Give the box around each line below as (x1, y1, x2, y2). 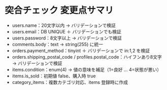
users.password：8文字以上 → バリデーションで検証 (12, 35, 122, 41)
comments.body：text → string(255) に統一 (12, 41, 104, 47)
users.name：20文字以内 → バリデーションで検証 (12, 22, 116, 28)
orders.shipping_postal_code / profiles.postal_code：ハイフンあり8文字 (12, 54, 162, 60)
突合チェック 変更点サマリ (5, 5, 114, 16)
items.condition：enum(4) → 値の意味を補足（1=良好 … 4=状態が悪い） (12, 66, 162, 72)
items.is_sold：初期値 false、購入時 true (12, 73, 96, 79)
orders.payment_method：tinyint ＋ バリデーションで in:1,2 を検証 (12, 48, 150, 54)
